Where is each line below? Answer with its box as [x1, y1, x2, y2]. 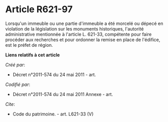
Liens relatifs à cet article [5, 52, 60, 58]
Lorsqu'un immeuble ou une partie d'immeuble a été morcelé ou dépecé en [5, 20, 163, 26]
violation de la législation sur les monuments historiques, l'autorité [5, 25, 144, 32]
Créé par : [5, 62, 25, 68]
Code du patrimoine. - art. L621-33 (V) [12, 111, 94, 117]
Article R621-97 [5, 4, 73, 15]
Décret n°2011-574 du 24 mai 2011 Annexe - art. [12, 91, 114, 97]
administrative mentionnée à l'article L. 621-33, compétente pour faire [5, 31, 152, 37]
